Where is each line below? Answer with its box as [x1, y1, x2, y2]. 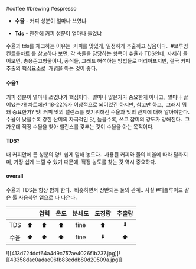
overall [6, 172, 24, 180]
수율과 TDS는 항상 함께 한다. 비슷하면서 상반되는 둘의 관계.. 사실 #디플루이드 [6, 186, 183, 193]
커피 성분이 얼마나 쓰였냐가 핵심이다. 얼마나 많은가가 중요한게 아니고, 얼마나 [6, 94, 182, 101]
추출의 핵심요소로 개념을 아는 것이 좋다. [6, 65, 97, 72]
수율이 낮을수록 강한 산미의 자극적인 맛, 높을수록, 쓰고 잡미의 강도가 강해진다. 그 [6, 116, 190, 123]
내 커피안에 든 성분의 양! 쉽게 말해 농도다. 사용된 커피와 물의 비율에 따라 [6, 151, 172, 158]
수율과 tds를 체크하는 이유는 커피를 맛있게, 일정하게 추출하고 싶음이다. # [6, 43, 174, 49]
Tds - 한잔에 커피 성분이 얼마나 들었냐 [14, 30, 102, 37]
